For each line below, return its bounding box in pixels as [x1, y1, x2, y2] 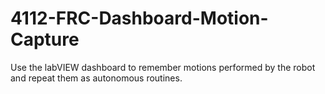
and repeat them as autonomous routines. [10, 72, 183, 84]
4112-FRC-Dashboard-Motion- [10, 7, 269, 30]
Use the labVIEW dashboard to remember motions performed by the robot [10, 61, 316, 73]
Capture [10, 28, 80, 51]
